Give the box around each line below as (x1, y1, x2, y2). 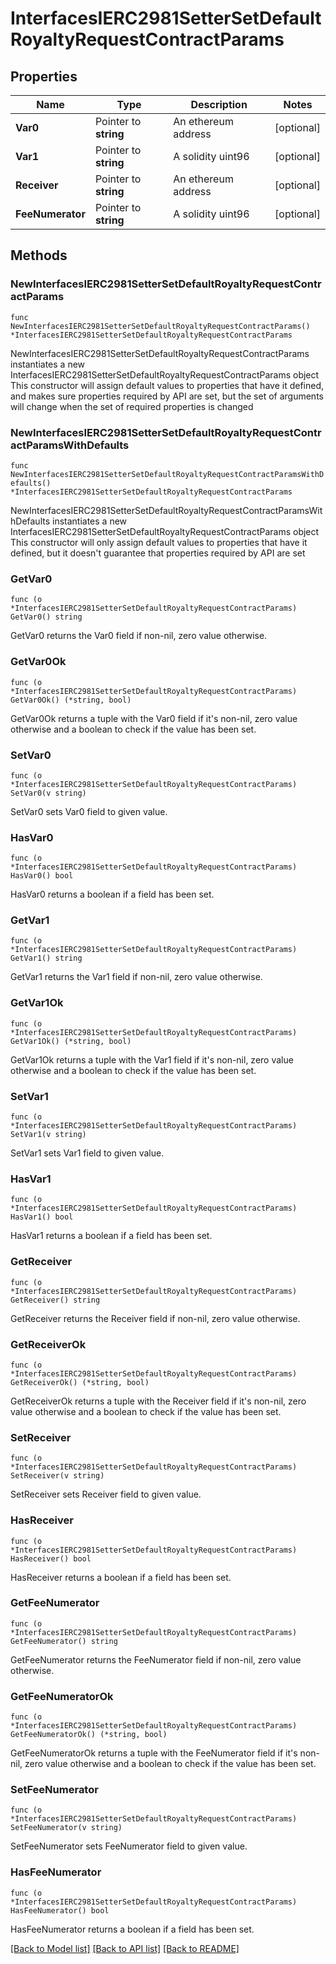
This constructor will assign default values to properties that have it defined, (10, 379, 325, 391)
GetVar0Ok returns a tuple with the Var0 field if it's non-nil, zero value (10, 712, 298, 724)
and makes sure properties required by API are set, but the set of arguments (10, 390, 324, 402)
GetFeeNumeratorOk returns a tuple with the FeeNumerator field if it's (10, 1747, 298, 1759)
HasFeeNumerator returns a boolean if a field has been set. (10, 1923, 255, 1935)
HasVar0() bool (10, 871, 74, 881)
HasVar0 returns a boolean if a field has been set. (10, 888, 215, 901)
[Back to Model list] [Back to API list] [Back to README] (10, 1942, 240, 1954)
